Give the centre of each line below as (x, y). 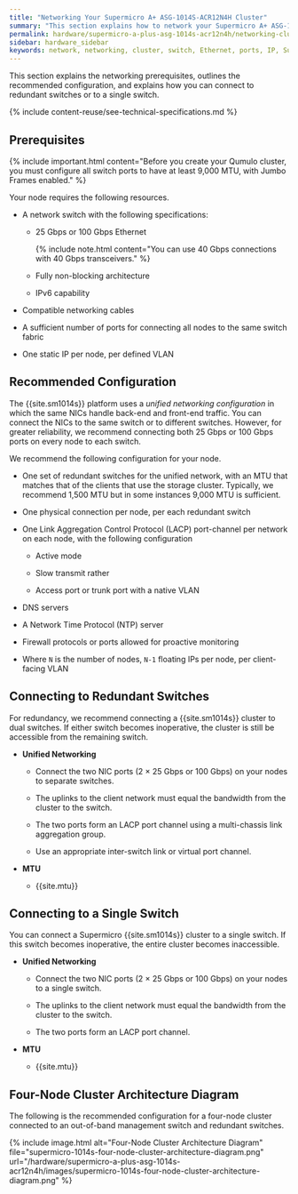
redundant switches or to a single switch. (84, 95)
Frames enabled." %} (48, 180)
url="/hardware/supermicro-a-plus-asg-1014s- (95, 1162)
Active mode (59, 556)
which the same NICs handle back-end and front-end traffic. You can (135, 413)
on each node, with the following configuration (107, 538)
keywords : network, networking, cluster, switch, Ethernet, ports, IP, (144, 51)
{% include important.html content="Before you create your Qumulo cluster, (148, 161)
